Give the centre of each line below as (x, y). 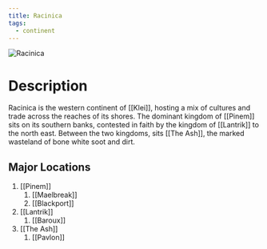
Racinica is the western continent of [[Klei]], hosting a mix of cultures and (129, 108)
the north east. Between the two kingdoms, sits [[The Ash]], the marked (127, 134)
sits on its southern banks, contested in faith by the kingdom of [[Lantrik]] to (134, 125)
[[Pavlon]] (48, 238)
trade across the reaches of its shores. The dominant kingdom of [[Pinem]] (132, 116)
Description (48, 86)
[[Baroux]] (49, 220)
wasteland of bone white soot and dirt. (72, 142)
